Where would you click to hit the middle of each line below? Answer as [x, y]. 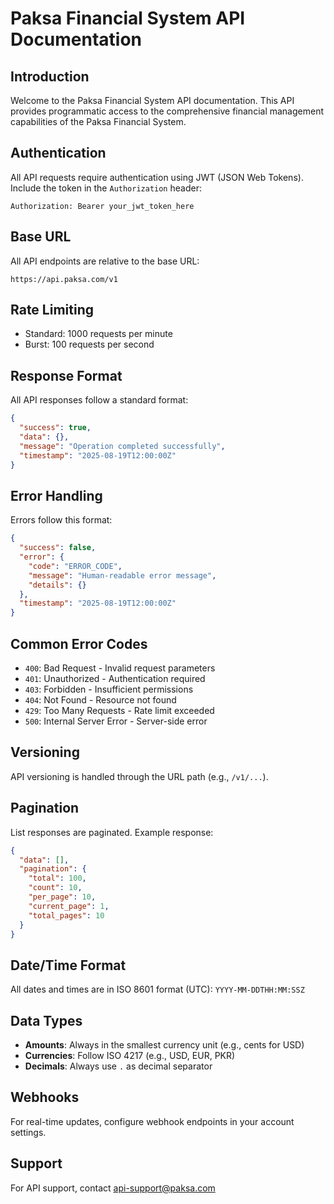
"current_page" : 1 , [69, 906]
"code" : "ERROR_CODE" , [75, 566]
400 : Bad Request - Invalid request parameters [120, 668]
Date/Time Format [68, 965]
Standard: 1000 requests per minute [98, 334]
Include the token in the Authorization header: [106, 188]
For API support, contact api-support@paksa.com [113, 1188]
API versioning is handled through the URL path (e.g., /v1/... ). [139, 776]
